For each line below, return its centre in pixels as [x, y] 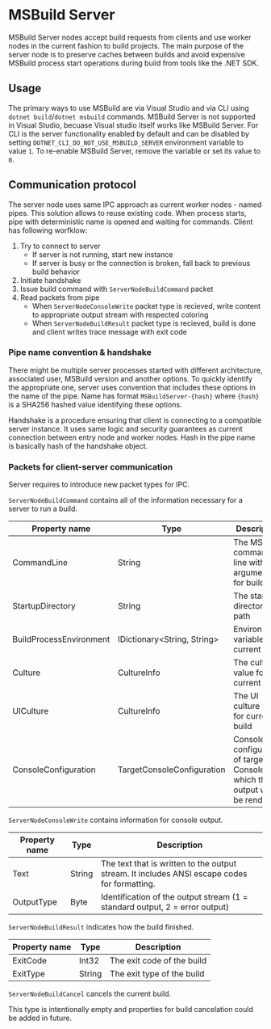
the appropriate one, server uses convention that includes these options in [132, 387]
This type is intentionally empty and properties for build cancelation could [131, 1010]
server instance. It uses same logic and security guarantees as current [126, 428]
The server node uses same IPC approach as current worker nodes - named [135, 205]
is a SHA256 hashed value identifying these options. [96, 404]
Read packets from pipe [60, 297]
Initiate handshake [50, 280]
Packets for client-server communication [91, 466]
